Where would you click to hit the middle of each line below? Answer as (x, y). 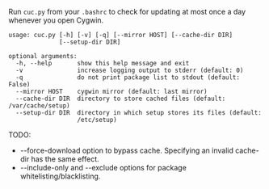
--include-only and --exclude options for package (103, 168)
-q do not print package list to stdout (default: (128, 78)
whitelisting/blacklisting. (60, 176)
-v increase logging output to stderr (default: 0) (130, 70)
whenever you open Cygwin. (56, 20)
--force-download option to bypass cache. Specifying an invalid (127, 150)
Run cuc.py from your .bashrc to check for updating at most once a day (127, 12)
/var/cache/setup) (39, 106)
